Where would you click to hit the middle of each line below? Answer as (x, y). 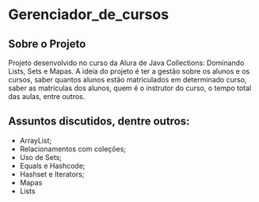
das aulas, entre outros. (47, 96)
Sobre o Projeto (47, 44)
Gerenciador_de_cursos (88, 15)
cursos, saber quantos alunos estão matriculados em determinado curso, (128, 80)
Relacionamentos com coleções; (73, 149)
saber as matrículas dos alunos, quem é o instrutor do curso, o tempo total (130, 88)
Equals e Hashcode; (52, 166)
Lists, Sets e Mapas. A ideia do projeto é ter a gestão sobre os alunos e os (129, 71)
